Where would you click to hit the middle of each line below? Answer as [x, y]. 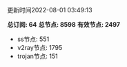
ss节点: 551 [33, 39]
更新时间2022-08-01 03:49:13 [50, 10]
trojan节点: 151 [37, 56]
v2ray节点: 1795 [40, 48]
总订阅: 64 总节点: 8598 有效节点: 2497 [64, 25]
